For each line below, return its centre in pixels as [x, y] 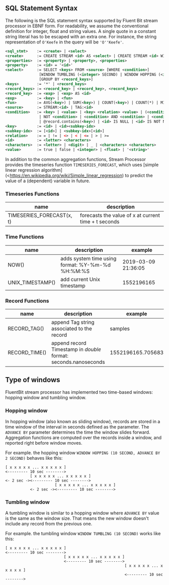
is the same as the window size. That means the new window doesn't [77, 518]
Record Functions [27, 301]
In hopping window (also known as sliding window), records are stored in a [83, 421]
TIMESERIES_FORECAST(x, [40, 216]
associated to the [71, 329]
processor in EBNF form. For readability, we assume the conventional [77, 26]
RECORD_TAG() [26, 329]
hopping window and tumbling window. [46, 397]
